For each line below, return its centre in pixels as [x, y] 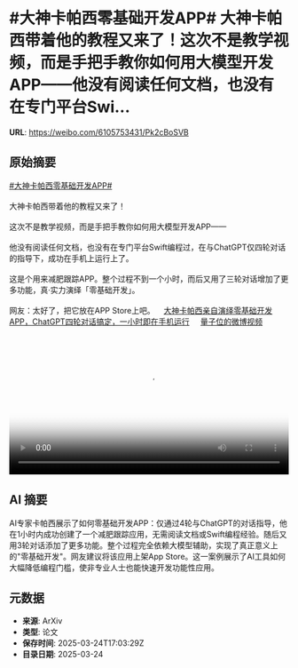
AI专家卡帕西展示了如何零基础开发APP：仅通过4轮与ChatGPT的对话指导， [145, 523]
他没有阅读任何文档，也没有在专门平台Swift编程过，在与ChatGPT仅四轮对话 [148, 247]
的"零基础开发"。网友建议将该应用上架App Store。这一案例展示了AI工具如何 [148, 556]
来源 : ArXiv [42, 621]
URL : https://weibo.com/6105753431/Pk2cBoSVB [99, 132]
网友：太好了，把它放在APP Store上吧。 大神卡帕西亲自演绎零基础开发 [141, 310]
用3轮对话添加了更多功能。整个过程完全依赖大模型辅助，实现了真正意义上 [144, 545]
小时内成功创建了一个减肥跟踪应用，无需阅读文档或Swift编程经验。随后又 [153, 534]
